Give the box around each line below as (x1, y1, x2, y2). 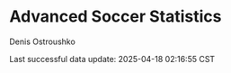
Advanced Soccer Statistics (9, 6, 222, 27)
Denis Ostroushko (9, 36, 76, 47)
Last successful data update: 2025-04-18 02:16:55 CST (9, 53, 216, 64)
